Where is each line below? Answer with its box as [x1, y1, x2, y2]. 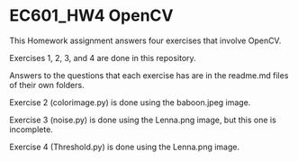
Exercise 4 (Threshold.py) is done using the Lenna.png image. [9, 141, 240, 152]
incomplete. [9, 123, 54, 135]
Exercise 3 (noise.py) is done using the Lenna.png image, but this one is [9, 114, 276, 125]
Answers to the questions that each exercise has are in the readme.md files [9, 69, 289, 81]
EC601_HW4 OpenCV [9, 5, 174, 26]
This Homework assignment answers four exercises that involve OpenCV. [9, 35, 282, 46]
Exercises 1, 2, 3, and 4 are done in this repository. [9, 52, 196, 63]
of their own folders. [9, 79, 85, 90]
